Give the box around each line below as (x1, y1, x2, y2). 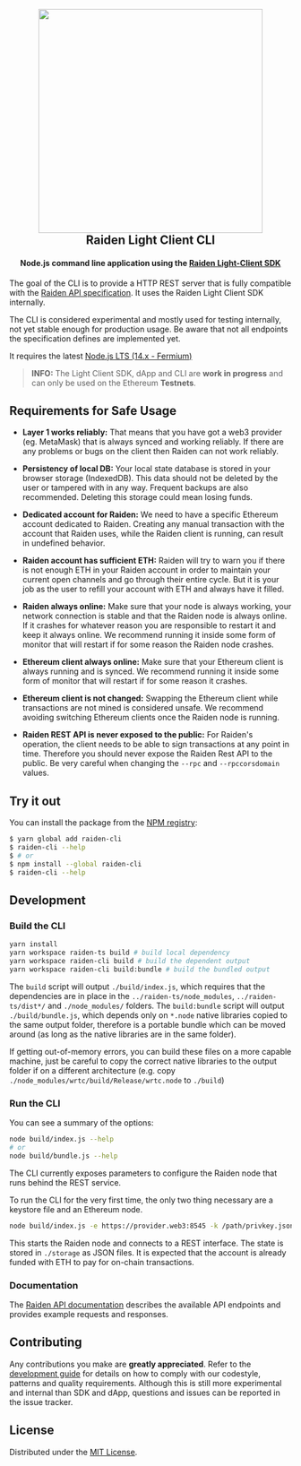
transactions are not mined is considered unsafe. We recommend (21, 703, 264, 713)
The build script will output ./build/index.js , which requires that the (9, 981, 266, 992)
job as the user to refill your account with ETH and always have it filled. (21, 583, 285, 595)
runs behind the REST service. (9, 1177, 122, 1187)
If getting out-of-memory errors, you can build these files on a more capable (9, 1046, 292, 1056)
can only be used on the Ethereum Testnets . (30, 377, 197, 388)
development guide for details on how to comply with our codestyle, (9, 1367, 262, 1379)
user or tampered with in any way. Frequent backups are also (21, 482, 249, 493)
